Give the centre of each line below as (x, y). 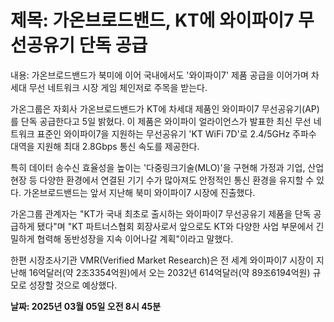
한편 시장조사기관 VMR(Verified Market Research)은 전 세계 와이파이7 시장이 (162, 260)
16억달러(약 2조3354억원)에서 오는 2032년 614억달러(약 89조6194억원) (169, 272)
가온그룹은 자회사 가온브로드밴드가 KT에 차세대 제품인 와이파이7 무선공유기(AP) (165, 108)
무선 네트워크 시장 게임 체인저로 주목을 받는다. (118, 87)
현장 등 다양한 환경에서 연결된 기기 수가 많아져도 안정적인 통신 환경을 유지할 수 (162, 180)
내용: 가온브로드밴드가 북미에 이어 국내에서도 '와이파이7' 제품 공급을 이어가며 (159, 75)
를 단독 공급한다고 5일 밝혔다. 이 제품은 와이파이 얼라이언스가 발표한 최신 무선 (161, 121)
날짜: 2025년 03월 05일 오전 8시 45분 (86, 306)
